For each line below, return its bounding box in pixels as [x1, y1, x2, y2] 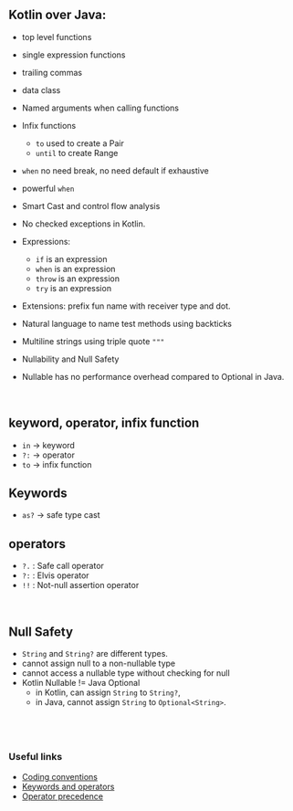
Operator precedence [21, 790, 104, 802]
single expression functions [21, 49, 126, 60]
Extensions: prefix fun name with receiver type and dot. [21, 300, 231, 311]
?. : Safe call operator [21, 561, 104, 572]
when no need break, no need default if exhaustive [21, 164, 209, 176]
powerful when [21, 183, 75, 194]
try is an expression [35, 282, 111, 293]
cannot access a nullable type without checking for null [21, 668, 230, 679]
